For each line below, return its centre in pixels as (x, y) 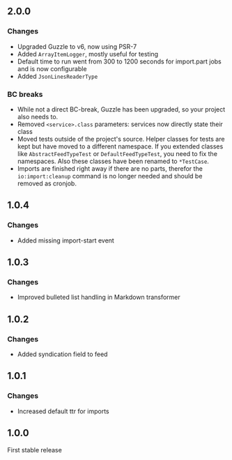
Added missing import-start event (66, 240)
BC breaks (25, 94)
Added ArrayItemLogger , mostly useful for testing (88, 54)
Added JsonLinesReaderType (57, 76)
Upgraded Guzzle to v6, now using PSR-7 (77, 46)
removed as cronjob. (47, 183)
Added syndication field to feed (62, 354)
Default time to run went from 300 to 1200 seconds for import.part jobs (119, 61)
